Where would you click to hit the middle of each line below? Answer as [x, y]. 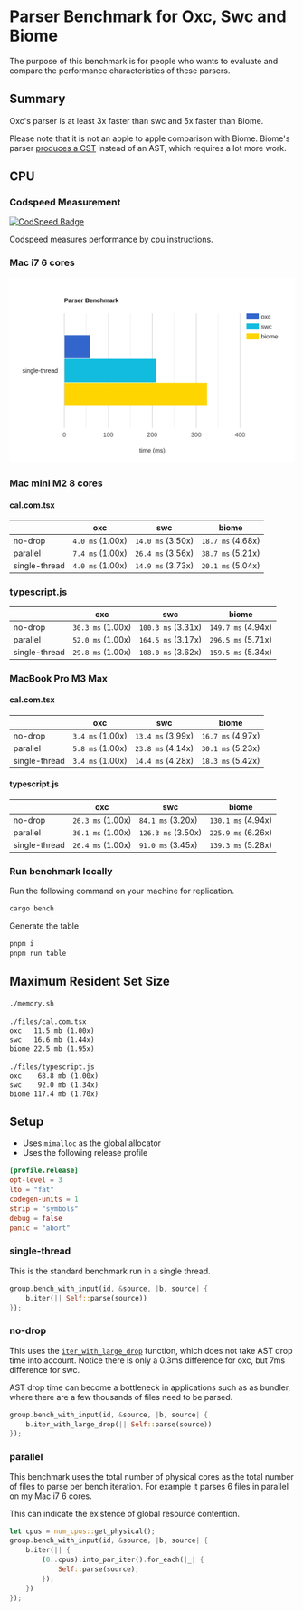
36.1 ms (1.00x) [102, 833]
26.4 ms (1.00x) [102, 845]
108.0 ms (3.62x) [170, 653]
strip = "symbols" [44, 1209]
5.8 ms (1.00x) [100, 748]
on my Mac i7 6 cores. [51, 1496]
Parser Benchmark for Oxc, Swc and [148, 17]
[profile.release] [44, 1171]
